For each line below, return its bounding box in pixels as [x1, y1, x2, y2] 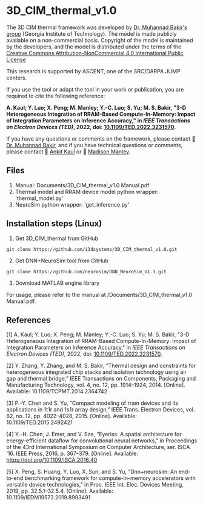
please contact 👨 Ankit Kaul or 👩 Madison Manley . [6, 148, 131, 155]
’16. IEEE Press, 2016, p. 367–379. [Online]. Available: [6, 450, 138, 458]
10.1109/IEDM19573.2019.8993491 [6, 494, 91, 501]
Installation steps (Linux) [6, 219, 102, 229]
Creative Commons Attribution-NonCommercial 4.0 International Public [6, 49, 184, 56]
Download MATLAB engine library [15, 279, 100, 287]
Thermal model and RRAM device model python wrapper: [15, 188, 159, 195]
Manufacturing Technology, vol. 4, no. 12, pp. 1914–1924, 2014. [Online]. [6, 381, 186, 388]
